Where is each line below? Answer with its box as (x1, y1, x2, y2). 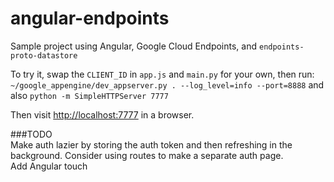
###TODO (10, 128, 53, 140)
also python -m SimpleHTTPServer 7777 (10, 89, 169, 101)
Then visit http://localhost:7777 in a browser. (10, 108, 195, 121)
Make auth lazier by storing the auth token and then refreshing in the (10, 138, 293, 151)
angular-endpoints (10, 7, 170, 30)
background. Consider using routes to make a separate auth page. (10, 149, 284, 161)
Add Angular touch (10, 160, 88, 172)
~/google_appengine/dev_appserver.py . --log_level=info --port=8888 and (10, 78, 325, 91)
